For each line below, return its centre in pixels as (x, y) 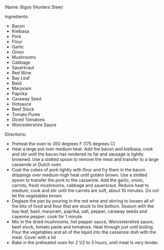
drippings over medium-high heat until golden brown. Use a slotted (79, 175)
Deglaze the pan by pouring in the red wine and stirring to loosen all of (83, 201)
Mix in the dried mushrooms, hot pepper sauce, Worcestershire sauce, (83, 222)
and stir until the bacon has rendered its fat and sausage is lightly (78, 154)
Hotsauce (21, 104)
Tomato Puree (26, 114)
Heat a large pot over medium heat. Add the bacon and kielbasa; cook (82, 149)
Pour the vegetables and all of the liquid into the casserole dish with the (84, 232)
